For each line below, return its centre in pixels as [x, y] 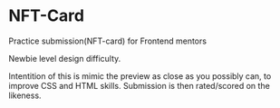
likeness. [25, 95]
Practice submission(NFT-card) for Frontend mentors [108, 41]
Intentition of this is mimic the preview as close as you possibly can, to [140, 76]
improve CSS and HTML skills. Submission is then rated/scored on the [140, 85]
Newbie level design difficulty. [65, 58]
